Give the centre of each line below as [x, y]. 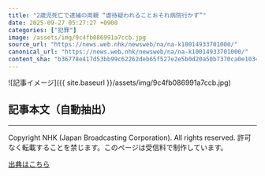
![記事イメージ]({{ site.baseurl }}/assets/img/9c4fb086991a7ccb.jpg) [119, 82]
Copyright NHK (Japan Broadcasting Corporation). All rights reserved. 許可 [130, 137]
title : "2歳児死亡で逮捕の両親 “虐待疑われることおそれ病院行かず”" [107, 15]
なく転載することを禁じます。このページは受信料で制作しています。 [118, 147]
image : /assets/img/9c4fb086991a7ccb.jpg [77, 37]
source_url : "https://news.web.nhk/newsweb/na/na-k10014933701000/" [123, 45]
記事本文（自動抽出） [60, 110]
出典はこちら [29, 164]
